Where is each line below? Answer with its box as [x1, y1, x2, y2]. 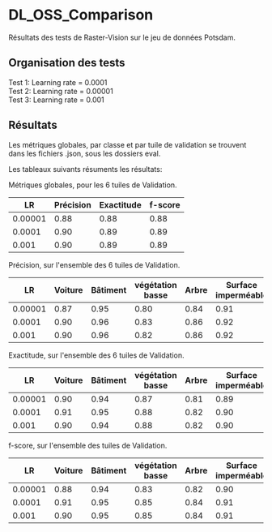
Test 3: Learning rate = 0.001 [8, 95, 105, 105]
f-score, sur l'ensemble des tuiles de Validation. [8, 440, 168, 450]
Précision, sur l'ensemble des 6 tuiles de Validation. [8, 260, 181, 269]
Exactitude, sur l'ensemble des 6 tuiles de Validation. [8, 350, 185, 360]
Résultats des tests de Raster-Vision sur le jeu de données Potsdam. [8, 32, 236, 42]
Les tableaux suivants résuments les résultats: [8, 164, 163, 174]
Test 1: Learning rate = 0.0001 [8, 77, 108, 87]
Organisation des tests [8, 56, 125, 70]
